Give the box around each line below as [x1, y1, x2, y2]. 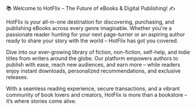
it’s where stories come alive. [6, 98, 77, 104]
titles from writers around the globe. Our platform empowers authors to [6, 55, 178, 62]
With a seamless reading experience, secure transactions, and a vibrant [6, 85, 180, 92]
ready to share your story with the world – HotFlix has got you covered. [6, 37, 178, 44]
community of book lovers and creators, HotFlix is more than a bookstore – [6, 91, 187, 98]
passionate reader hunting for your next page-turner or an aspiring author [6, 31, 185, 38]
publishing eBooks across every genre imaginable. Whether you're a [6, 25, 172, 31]
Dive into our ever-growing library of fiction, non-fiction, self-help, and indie [6, 49, 190, 55]
